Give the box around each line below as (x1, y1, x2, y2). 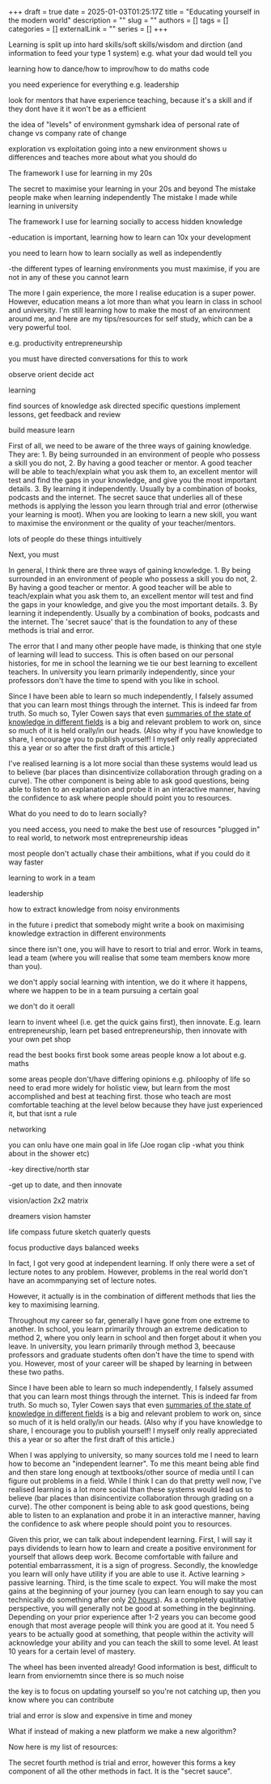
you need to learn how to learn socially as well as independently (8, 248, 222, 257)
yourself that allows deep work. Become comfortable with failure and (8, 1552, 239, 1561)
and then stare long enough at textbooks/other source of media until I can (8, 1468, 255, 1476)
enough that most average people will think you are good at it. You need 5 (8, 1620, 255, 1630)
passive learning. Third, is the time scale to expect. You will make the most (8, 1578, 257, 1587)
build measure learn (8, 425, 75, 435)
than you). (8, 962, 43, 971)
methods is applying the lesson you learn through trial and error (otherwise (8, 501, 259, 511)
